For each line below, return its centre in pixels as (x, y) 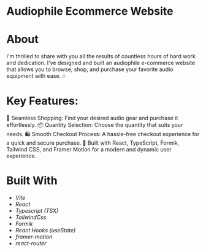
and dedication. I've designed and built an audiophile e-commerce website (101, 63)
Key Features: (42, 101)
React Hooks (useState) (45, 230)
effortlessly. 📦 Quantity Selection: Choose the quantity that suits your (95, 125)
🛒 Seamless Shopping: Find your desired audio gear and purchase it (92, 118)
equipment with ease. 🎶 (36, 76)
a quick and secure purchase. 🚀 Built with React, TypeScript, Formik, (93, 143)
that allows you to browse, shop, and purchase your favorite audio (90, 69)
